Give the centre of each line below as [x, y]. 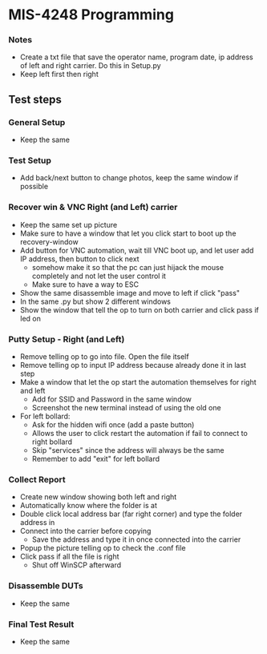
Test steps [35, 99]
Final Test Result [41, 624]
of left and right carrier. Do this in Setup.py [91, 66]
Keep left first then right [59, 75]
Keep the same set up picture [69, 224]
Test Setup [30, 160]
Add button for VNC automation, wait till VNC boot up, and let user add [137, 250]
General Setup [37, 122]
